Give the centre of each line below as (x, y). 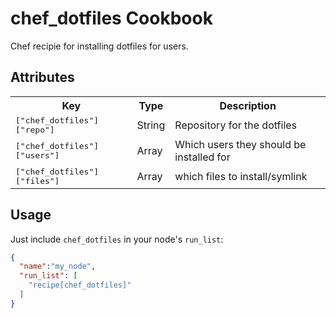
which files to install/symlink (241, 176)
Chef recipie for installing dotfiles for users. (99, 46)
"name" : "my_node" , (58, 267)
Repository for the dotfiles (236, 125)
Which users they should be (240, 144)
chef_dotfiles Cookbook (111, 18)
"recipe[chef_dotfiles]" (80, 285)
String (151, 125)
